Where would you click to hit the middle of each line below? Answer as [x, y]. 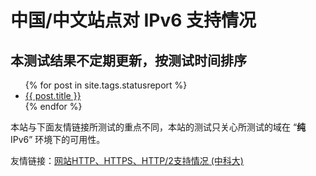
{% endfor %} [53, 106]
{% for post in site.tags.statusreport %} [106, 85]
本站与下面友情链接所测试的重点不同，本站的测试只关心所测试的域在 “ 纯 [158, 127]
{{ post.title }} [53, 95]
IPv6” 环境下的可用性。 [58, 139]
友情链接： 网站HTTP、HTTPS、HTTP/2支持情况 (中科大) [127, 160]
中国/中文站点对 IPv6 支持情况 [133, 20]
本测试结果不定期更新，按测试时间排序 [128, 60]
